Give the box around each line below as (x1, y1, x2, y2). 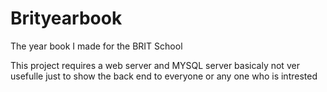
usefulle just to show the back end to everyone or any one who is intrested (10, 70, 318, 82)
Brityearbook (10, 7, 123, 30)
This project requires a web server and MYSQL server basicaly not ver (10, 59, 300, 71)
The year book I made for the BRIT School (10, 40, 183, 52)
